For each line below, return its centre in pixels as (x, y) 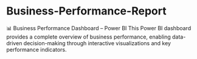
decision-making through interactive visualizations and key (97, 43)
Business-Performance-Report (86, 11)
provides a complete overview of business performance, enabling (89, 37)
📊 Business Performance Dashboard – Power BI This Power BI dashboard (99, 28)
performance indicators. (36, 49)
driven (14, 43)
